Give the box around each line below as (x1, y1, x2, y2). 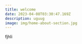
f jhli (5, 34, 13, 40)
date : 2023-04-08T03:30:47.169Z (5, 12, 71, 16)
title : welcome (5, 7, 36, 12)
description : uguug (5, 16, 45, 21)
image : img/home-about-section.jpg (5, 20, 78, 26)
